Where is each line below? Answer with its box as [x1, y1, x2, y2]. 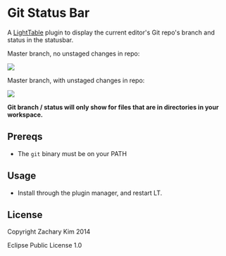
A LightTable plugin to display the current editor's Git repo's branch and [7, 28, 215, 37]
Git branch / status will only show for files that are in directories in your [7, 103, 220, 111]
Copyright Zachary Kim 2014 [7, 227, 91, 236]
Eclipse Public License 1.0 [7, 241, 82, 250]
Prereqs [7, 131, 43, 143]
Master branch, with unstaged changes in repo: [7, 76, 145, 84]
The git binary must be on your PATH [17, 149, 127, 158]
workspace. [7, 110, 44, 119]
